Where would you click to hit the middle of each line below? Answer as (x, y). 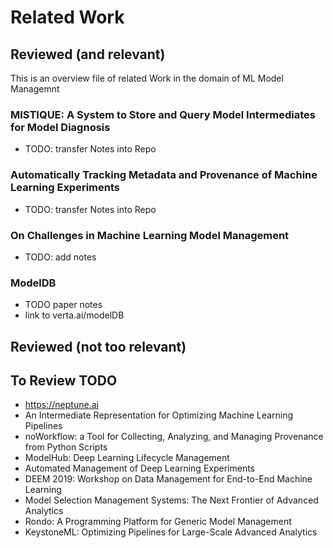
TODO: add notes (60, 257)
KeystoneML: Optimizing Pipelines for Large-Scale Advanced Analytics (171, 532)
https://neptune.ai (61, 405)
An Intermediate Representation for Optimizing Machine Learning (159, 415)
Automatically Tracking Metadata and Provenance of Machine (164, 175)
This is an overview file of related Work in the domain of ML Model (147, 78)
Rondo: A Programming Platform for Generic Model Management (158, 522)
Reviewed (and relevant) (88, 54)
